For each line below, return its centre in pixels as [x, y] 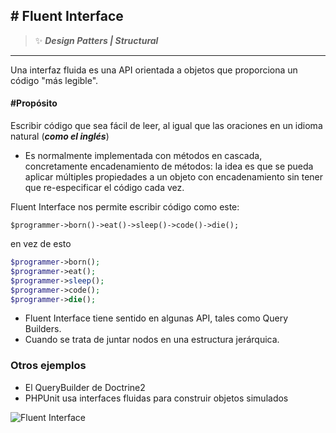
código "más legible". [54, 80]
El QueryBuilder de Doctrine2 [85, 387]
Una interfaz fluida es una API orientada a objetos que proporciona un [154, 70]
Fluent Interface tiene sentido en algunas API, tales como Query [156, 318]
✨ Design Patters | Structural [96, 40]
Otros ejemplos [48, 366]
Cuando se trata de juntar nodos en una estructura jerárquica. [152, 340]
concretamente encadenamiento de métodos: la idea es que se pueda [169, 166]
